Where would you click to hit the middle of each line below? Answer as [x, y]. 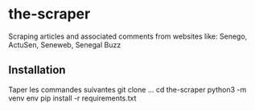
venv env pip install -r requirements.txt [72, 98]
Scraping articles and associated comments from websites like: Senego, [128, 36]
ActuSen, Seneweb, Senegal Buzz [65, 44]
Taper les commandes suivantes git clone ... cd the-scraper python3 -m [127, 89]
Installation [37, 70]
